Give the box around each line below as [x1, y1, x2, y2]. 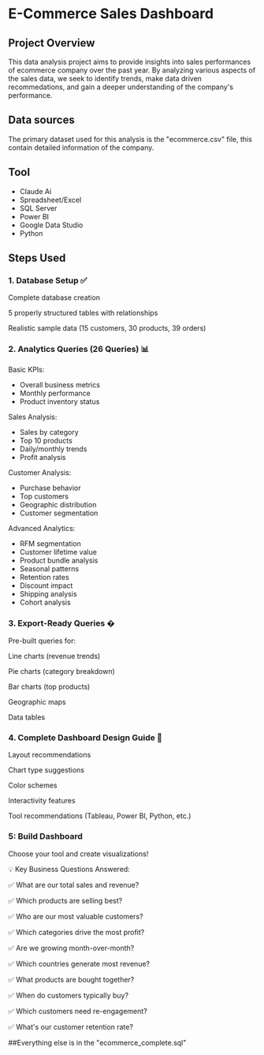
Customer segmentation [19, 508, 99, 518]
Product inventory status [19, 396, 100, 406]
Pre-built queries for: [8, 636, 76, 645]
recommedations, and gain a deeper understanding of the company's [8, 82, 234, 92]
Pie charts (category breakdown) [8, 666, 116, 675]
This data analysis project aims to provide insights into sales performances [8, 57, 251, 66]
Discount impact [19, 581, 73, 590]
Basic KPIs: [8, 365, 45, 374]
